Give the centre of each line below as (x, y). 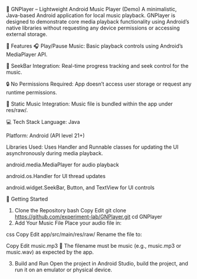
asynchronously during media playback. (55, 153)
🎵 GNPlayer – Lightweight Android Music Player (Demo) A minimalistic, (91, 9)
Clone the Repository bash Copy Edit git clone (70, 210)
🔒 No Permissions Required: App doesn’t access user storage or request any (99, 84)
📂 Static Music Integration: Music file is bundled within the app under (90, 104)
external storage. (27, 34)
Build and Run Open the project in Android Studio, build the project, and (101, 263)
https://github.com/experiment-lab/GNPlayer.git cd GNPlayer (89, 216)
